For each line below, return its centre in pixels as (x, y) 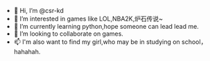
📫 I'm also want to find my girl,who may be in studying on (97, 42)
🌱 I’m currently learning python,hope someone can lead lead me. (106, 26)
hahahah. (27, 52)
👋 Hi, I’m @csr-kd (39, 11)
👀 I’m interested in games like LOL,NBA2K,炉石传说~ (88, 19)
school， (194, 42)
